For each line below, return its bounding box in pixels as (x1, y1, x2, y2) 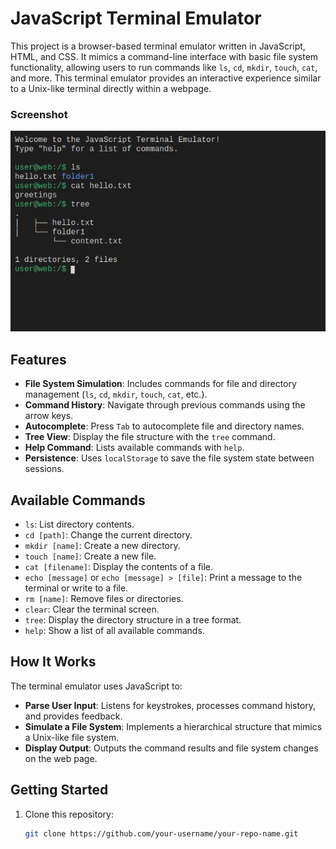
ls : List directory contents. (24, 518, 135, 531)
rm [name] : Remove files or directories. (24, 593, 184, 605)
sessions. (24, 463, 65, 475)
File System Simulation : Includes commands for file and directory (24, 378, 297, 390)
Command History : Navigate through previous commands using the (24, 399, 306, 411)
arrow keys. (24, 410, 74, 422)
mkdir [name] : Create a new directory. (24, 540, 181, 552)
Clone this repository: (24, 808, 114, 820)
